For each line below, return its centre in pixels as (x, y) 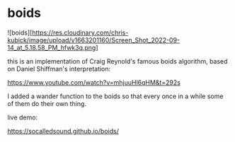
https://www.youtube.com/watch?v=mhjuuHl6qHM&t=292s (94, 82)
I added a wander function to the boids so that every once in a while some (115, 96)
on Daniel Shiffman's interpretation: (59, 69)
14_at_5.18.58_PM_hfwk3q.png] (53, 47)
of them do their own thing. (47, 103)
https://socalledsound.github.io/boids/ (63, 131)
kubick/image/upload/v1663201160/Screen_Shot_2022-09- (94, 40)
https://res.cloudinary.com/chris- (80, 32)
